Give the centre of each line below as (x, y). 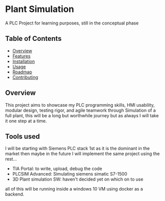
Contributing (25, 77)
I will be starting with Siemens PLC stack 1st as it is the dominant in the (78, 149)
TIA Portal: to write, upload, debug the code (57, 169)
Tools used (23, 136)
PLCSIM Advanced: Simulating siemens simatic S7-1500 (70, 174)
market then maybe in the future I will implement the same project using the (82, 154)
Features (21, 56)
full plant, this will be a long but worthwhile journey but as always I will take (82, 115)
